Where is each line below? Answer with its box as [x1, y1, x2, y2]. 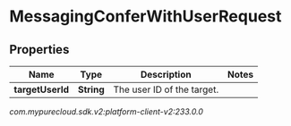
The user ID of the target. [113, 83, 219, 96]
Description [140, 69, 192, 80]
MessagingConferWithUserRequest [9, 6, 282, 27]
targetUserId [13, 83, 70, 96]
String [77, 83, 105, 96]
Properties [9, 42, 70, 57]
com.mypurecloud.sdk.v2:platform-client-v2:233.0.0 [9, 106, 204, 117]
